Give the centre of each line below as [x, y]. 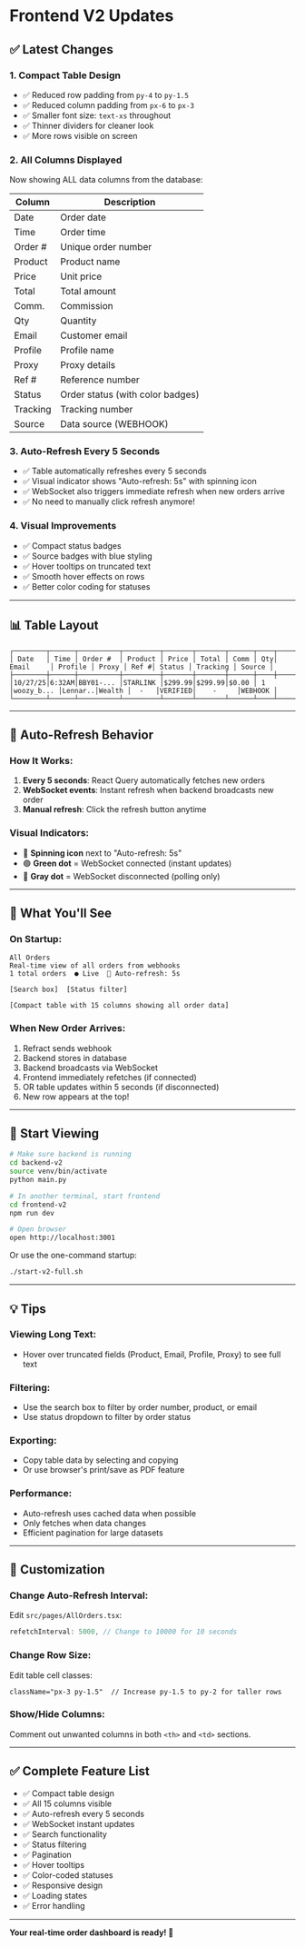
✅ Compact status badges [72, 545]
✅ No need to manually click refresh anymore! [108, 502]
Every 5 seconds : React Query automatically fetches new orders [144, 780]
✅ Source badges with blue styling [87, 556]
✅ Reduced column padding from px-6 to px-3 [108, 104]
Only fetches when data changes [84, 1523]
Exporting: [33, 1441]
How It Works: [41, 760]
